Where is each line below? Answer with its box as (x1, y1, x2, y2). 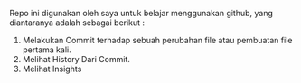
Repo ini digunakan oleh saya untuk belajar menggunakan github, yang (9, 8, 274, 18)
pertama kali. (22, 44, 71, 55)
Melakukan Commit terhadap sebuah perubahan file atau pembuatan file (22, 35, 293, 45)
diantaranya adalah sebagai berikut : (9, 17, 146, 28)
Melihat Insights (22, 63, 82, 74)
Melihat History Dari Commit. (22, 54, 131, 64)
